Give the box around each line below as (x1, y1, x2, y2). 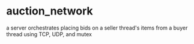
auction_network (6, 4, 93, 18)
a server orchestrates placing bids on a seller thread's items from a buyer (6, 24, 188, 31)
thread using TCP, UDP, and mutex (6, 30, 92, 37)
